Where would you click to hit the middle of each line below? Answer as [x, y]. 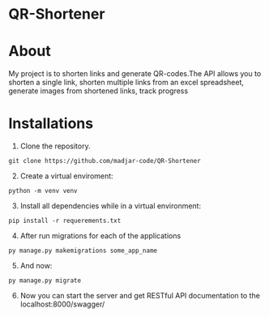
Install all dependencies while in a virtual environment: [110, 206]
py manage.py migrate [45, 281]
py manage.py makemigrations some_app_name [83, 251]
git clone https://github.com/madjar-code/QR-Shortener [105, 161]
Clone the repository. [55, 146]
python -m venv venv [43, 191]
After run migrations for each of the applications [100, 236]
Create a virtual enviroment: [66, 176]
